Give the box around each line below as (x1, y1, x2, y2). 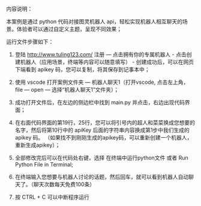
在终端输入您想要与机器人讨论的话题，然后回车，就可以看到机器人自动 (14, 173, 189, 180)
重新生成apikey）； (14, 141, 61, 149)
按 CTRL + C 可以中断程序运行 (14, 193, 90, 201)
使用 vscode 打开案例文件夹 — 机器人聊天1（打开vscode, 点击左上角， (14, 78, 189, 86)
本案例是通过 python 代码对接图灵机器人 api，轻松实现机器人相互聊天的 (6, 18, 183, 25)
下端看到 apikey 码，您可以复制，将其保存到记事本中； (14, 66, 150, 73)
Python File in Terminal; (14, 161, 74, 168)
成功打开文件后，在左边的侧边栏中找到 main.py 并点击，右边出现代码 (14, 99, 185, 106)
